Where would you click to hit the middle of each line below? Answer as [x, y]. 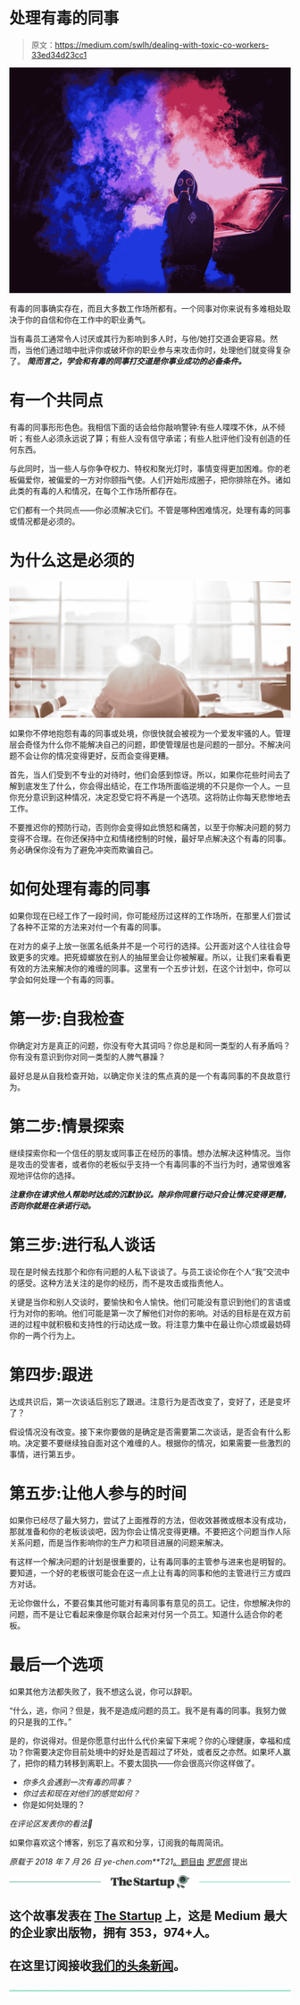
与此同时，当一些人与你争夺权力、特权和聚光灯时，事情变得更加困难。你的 [146, 468]
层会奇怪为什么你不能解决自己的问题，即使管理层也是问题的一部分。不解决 [146, 745]
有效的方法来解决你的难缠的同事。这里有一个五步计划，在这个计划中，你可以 [150, 968]
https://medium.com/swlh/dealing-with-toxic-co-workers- [162, 45]
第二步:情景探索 [67, 1127]
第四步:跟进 [51, 1375]
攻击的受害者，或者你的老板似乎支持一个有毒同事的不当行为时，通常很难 [150, 1164]
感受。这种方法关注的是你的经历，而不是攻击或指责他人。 [122, 1282]
